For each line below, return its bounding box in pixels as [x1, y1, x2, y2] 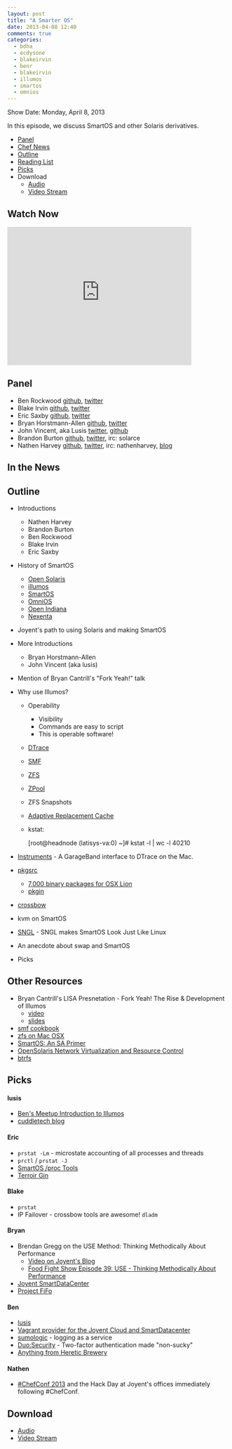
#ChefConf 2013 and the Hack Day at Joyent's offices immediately [17, 1380, 210, 1389]
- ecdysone [13, 50, 46, 57]
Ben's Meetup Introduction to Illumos [17, 1110, 125, 1118]
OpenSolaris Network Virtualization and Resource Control [17, 1046, 184, 1055]
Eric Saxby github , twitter [17, 411, 91, 420]
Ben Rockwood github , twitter [17, 396, 104, 405]
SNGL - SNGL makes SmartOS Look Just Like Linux [17, 928, 167, 936]
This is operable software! [38, 729, 114, 738]
